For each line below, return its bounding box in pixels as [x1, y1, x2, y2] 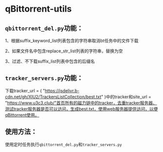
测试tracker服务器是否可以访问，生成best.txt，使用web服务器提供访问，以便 [5, 106, 158, 112]
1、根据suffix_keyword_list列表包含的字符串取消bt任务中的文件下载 [5, 38, 139, 43]
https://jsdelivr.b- [44, 87, 79, 93]
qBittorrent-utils [5, 3, 72, 15]
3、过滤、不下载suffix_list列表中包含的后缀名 [5, 58, 95, 64]
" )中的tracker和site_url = [101, 94, 152, 100]
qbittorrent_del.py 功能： [5, 24, 84, 32]
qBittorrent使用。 [5, 112, 40, 118]
